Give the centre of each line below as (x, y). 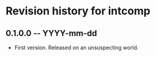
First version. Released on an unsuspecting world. (76, 47)
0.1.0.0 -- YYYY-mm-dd (51, 33)
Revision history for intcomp (78, 11)
